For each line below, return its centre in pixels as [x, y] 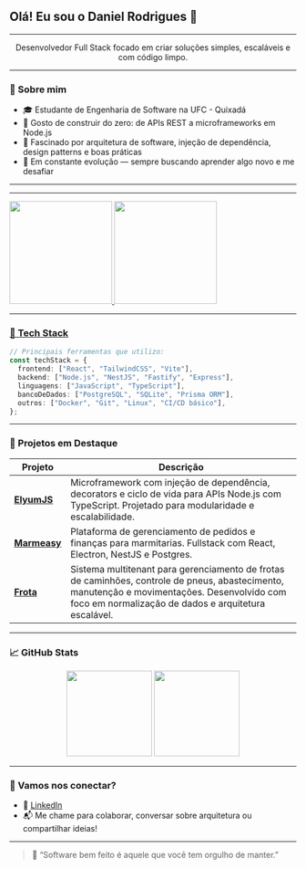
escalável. [92, 614]
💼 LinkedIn [42, 805]
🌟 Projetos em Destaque [64, 444]
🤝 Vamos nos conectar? [63, 785]
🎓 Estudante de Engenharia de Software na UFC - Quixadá [134, 110]
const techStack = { [49, 361]
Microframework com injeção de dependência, [170, 482]
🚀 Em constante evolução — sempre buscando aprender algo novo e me [158, 162]
